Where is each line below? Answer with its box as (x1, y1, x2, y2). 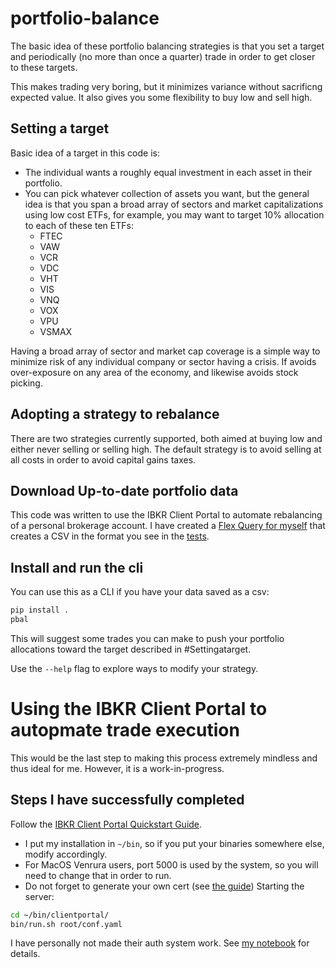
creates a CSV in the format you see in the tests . (10, 530, 210, 542)
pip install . (10, 605, 70, 616)
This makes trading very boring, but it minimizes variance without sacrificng (10, 80, 323, 92)
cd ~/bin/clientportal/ (10, 910, 110, 920)
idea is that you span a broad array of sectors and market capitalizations (24, 198, 324, 210)
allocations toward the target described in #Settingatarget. (10, 643, 252, 655)
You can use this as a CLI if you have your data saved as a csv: (10, 586, 270, 598)
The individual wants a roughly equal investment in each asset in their (24, 166, 313, 178)
